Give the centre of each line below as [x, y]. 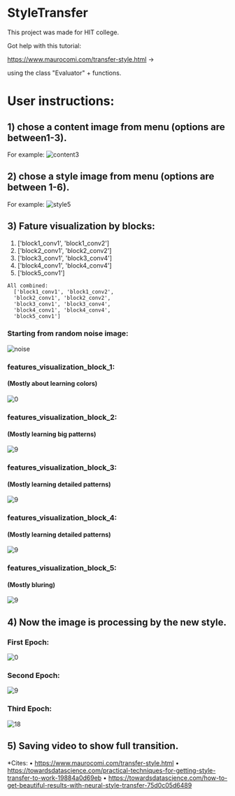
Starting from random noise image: [68, 333]
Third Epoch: [30, 709]
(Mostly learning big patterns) [52, 434]
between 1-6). [38, 188]
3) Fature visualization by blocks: [81, 226]
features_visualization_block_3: [62, 468]
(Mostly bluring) [31, 584]
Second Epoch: [34, 676]
